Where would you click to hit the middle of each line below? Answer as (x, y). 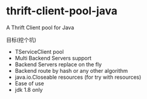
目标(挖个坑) (22, 39)
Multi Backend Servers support (53, 58)
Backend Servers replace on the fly (58, 64)
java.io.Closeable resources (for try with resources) (78, 77)
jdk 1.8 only (29, 89)
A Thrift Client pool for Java (40, 27)
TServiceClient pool (39, 51)
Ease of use (29, 83)
